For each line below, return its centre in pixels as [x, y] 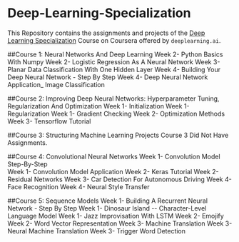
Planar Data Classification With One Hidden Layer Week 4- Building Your [114, 69]
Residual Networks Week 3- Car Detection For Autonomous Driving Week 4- [119, 179]
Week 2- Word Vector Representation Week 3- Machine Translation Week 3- [120, 223]
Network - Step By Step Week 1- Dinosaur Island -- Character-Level [107, 208]
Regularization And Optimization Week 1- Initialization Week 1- [99, 106]
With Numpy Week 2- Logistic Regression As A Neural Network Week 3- [114, 61]
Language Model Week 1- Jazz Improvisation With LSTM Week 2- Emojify [116, 216]
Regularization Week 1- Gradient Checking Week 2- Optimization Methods [116, 114]
